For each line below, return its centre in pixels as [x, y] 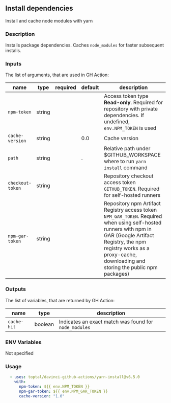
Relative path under [127, 149]
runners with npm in [128, 229]
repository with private [131, 109]
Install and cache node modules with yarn [49, 20]
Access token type [126, 96]
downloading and [125, 261]
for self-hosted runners [132, 195]
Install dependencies [39, 8]
